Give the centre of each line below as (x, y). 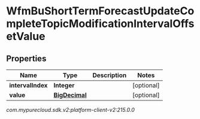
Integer (64, 85)
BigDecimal (70, 95)
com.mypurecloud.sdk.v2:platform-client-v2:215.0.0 (70, 110)
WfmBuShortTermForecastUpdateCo (100, 11)
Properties (26, 58)
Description (110, 75)
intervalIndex (28, 85)
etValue (26, 36)
